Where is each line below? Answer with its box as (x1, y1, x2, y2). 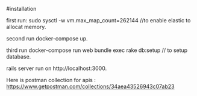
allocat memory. (6, 24, 46, 30)
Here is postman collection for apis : (6, 77, 96, 83)
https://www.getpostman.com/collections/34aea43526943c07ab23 (6, 83, 175, 90)
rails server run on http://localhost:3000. (6, 65, 107, 72)
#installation (6, 5, 37, 12)
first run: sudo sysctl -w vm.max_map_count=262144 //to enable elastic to (6, 17, 191, 24)
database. (6, 53, 31, 60)
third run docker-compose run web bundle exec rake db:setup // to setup (6, 46, 188, 54)
